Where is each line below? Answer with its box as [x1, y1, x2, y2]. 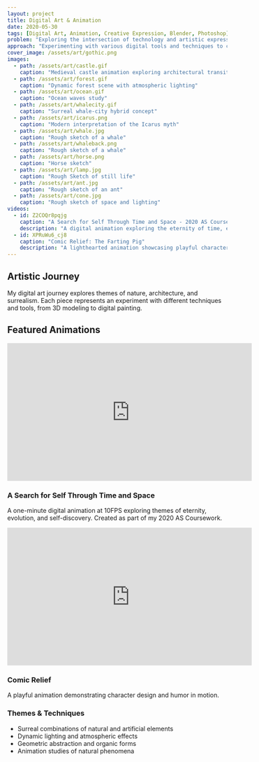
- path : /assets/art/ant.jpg [13, 179, 98, 186]
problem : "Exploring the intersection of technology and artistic [7, 36, 205, 43]
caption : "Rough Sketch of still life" [20, 173, 136, 180]
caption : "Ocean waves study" [20, 95, 108, 102]
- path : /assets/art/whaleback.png [13, 141, 117, 148]
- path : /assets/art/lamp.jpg [13, 166, 101, 174]
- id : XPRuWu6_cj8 [13, 232, 68, 239]
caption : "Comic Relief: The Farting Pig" [20, 238, 145, 245]
